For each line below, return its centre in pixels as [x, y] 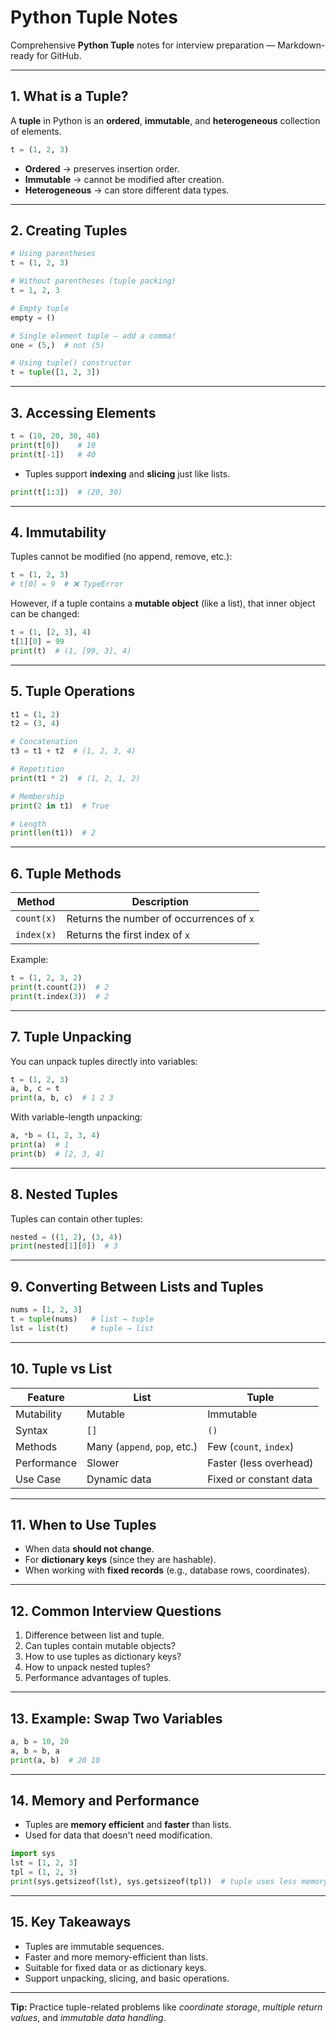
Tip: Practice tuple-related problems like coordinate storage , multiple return [166, 2007]
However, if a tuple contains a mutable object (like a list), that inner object [163, 603]
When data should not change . [89, 1549]
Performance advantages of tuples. [98, 1678]
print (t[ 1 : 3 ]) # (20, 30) [66, 492]
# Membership [37, 796]
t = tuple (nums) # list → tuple [82, 1319]
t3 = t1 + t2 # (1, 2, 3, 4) [73, 751]
